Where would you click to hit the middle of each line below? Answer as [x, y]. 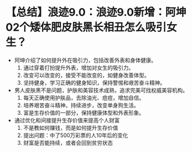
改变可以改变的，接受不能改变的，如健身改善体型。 [86, 75]
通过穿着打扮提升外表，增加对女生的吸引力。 [79, 67]
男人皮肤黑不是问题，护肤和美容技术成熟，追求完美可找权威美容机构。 [101, 90]
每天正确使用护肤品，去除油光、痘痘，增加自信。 [84, 97]
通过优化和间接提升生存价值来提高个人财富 [67, 120]
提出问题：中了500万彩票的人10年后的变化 [76, 135]
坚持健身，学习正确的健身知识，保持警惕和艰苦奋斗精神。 [94, 82]
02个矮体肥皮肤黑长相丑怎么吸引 [86, 27]
